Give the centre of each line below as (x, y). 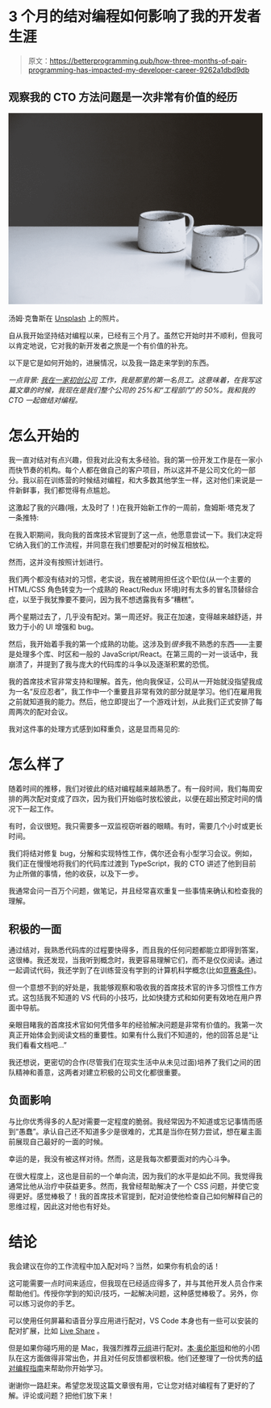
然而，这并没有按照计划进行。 (58, 562)
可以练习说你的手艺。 (44, 1303)
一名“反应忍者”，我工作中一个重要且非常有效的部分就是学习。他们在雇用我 (138, 692)
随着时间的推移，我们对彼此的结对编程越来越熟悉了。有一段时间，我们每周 (132, 789)
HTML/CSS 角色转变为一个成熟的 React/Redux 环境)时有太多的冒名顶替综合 (134, 589)
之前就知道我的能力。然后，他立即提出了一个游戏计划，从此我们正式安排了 (132, 702)
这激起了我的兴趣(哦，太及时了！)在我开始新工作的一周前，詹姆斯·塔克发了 (132, 507)
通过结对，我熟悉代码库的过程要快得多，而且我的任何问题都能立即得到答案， (135, 950)
